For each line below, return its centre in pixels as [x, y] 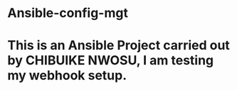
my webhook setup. [67, 75]
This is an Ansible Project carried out [118, 46]
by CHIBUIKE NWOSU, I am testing [111, 61]
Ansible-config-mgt [68, 13]
